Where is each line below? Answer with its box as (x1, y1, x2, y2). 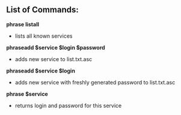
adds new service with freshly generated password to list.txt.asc (14, 78, 176, 86)
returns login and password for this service (14, 102, 122, 109)
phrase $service (6, 90, 48, 98)
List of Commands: (6, 5, 79, 15)
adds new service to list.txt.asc (14, 55, 93, 62)
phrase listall (6, 20, 40, 28)
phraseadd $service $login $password (6, 44, 105, 51)
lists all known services (14, 32, 73, 40)
